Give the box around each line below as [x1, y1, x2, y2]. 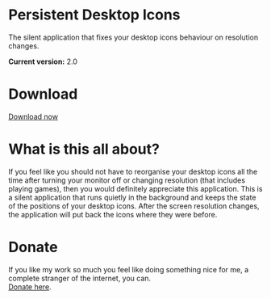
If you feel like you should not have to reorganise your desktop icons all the [8, 166, 258, 176]
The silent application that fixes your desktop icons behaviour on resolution [8, 32, 259, 42]
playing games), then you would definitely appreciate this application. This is [8, 183, 263, 193]
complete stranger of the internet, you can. [8, 273, 152, 283]
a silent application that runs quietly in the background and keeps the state [8, 192, 256, 202]
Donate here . [8, 281, 52, 292]
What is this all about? [8, 140, 160, 158]
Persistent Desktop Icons [8, 6, 181, 24]
